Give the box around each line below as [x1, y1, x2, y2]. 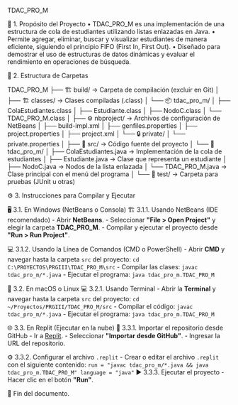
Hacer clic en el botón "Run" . [7, 376, 94, 384]
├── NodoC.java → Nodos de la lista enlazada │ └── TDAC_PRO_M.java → [7, 163, 227, 171]
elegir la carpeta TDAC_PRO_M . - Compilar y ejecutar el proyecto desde [7, 223, 218, 232]
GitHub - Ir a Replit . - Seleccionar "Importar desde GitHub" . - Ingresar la [7, 332, 221, 340]
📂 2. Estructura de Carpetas [7, 71, 89, 80]
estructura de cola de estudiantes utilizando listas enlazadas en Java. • [7, 28, 216, 36]
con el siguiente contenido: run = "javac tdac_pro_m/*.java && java [7, 360, 209, 369]
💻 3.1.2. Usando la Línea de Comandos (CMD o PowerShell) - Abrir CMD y [7, 245, 225, 253]
